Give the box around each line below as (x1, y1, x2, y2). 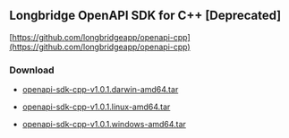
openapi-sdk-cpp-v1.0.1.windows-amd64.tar (21, 119, 186, 130)
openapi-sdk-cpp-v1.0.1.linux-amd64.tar (21, 101, 171, 112)
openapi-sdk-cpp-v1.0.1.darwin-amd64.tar (21, 84, 179, 95)
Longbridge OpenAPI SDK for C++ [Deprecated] (9, 8, 282, 23)
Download (9, 64, 55, 76)
